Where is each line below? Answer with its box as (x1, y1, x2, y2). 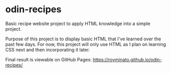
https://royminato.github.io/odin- (92, 56, 162, 62)
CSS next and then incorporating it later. (5, 46, 90, 53)
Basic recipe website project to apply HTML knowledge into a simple (5, 20, 150, 27)
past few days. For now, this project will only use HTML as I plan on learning (5, 41, 166, 47)
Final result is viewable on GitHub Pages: (5, 56, 92, 62)
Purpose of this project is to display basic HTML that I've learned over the (5, 36, 161, 42)
